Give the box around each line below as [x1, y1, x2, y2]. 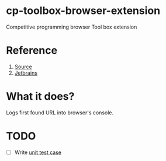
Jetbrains [14, 69, 38, 76]
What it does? [6, 90, 75, 103]
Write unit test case [14, 149, 61, 156]
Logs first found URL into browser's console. [6, 109, 114, 116]
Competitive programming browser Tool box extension [6, 23, 137, 30]
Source [14, 63, 32, 70]
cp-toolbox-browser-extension [6, 4, 161, 17]
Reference [6, 44, 57, 57]
